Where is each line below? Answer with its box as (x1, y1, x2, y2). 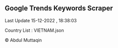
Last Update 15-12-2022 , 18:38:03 (5, 17, 77, 23)
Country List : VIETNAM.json (5, 27, 64, 33)
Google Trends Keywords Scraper (5, 4, 113, 13)
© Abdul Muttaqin (5, 37, 42, 43)
